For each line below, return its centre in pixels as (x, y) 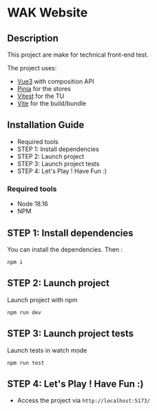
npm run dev (24, 312)
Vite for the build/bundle (52, 103)
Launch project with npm (42, 300)
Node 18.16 (32, 204)
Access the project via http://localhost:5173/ (83, 401)
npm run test (26, 363)
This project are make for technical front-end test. (78, 54)
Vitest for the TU (41, 96)
